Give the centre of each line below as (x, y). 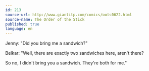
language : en (19, 29)
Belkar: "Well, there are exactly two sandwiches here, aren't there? (74, 53)
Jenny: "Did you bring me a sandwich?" (46, 43)
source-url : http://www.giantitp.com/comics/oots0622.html (69, 15)
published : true (22, 24)
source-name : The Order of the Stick (45, 19)
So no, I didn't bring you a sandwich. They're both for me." (66, 63)
